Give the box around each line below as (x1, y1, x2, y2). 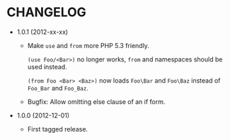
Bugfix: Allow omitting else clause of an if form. (27, 97, 166, 106)
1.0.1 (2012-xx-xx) (16, 28, 69, 36)
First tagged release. (27, 124, 88, 133)
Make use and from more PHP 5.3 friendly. (27, 41, 150, 49)
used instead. (27, 62, 68, 71)
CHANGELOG (6, 4, 86, 21)
